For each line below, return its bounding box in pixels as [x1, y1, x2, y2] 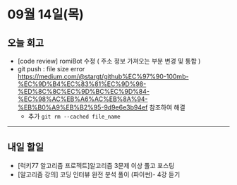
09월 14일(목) [7, 6, 85, 23]
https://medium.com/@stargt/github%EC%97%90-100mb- [17, 72, 189, 80]
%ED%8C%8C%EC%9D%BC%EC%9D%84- [17, 88, 150, 95]
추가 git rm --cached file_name [28, 112, 121, 120]
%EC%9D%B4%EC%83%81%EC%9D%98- [17, 80, 147, 88]
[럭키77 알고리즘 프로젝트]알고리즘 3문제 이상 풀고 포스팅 [17, 161, 175, 169]
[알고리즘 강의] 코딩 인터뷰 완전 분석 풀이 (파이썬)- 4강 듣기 [17, 170, 181, 179]
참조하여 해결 [149, 103, 186, 112]
